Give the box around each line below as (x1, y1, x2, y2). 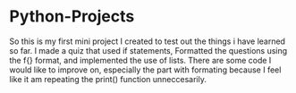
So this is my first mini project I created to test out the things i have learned (9, 36, 286, 46)
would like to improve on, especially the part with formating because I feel (9, 64, 282, 75)
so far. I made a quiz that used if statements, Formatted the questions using (9, 45, 288, 55)
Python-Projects (9, 6, 135, 27)
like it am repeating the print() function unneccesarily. (9, 73, 207, 84)
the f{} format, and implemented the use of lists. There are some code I (9, 55, 272, 65)
